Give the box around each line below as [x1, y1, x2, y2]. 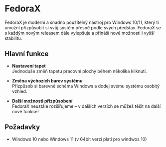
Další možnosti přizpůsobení [11, 98, 73, 104]
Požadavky [4, 123, 40, 132]
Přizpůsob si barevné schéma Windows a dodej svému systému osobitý [11, 83, 160, 89]
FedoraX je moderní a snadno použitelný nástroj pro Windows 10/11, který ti [4, 19, 159, 25]
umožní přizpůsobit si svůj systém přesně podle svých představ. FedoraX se [4, 24, 162, 30]
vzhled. [11, 88, 27, 94]
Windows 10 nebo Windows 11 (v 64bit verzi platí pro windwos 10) [11, 136, 147, 142]
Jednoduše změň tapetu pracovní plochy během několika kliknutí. [11, 68, 147, 74]
